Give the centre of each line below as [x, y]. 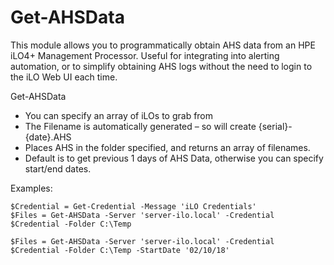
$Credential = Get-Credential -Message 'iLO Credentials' [133, 206]
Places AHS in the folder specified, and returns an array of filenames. [167, 147]
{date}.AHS [48, 137]
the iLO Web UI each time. [64, 77]
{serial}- [275, 126]
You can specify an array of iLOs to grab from [119, 115]
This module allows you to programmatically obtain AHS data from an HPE [163, 45]
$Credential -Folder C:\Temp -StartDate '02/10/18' [120, 250]
